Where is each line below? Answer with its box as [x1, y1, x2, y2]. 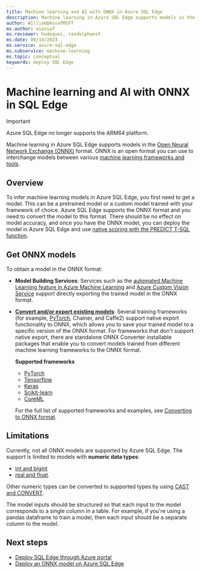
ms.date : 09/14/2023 [6, 37, 58, 43]
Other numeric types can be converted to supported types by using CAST [6, 483, 190, 490]
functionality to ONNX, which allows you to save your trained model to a [14, 321, 194, 328]
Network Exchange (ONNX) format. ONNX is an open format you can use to [6, 147, 194, 155]
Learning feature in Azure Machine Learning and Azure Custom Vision [14, 283, 189, 291]
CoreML [23, 395, 44, 403]
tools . [6, 160, 20, 167]
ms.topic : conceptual [6, 54, 61, 60]
